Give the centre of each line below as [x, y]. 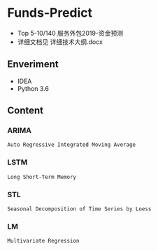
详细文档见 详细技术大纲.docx [60, 42]
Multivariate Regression [43, 241]
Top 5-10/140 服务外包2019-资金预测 [70, 33]
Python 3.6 [33, 88]
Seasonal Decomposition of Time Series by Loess [79, 209]
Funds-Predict [50, 13]
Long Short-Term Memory [42, 177]
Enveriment [33, 64]
